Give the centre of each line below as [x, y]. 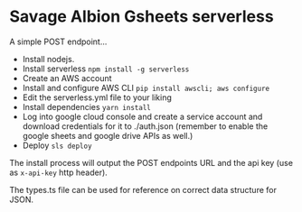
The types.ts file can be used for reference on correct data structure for [143, 189]
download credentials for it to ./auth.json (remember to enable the [145, 126]
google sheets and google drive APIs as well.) [108, 135]
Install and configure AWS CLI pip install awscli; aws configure [146, 88]
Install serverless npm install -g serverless [106, 69]
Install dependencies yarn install [86, 106]
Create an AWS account [67, 78]
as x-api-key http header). [59, 172]
